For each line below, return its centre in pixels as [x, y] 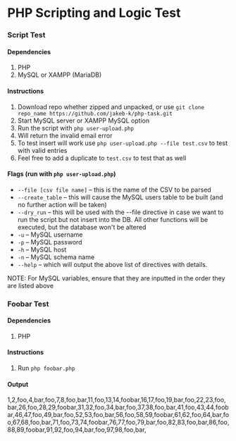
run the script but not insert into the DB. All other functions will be [113, 219]
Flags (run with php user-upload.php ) [62, 174]
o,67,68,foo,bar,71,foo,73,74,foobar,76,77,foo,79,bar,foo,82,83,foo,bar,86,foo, [118, 422]
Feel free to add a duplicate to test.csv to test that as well [102, 158]
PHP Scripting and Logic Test [94, 13]
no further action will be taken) [62, 204]
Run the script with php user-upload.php [76, 128]
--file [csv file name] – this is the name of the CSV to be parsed [114, 190]
